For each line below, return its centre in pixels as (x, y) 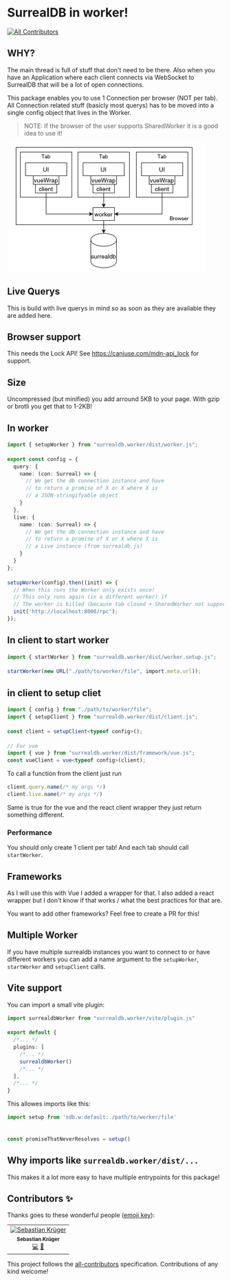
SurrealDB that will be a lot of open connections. (76, 85)
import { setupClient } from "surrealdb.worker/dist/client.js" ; (102, 717)
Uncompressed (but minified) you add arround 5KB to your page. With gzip (113, 399)
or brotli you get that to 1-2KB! (50, 407)
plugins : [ (29, 1047)
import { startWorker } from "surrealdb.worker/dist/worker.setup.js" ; (112, 657)
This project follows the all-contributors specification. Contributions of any (113, 1264)
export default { (32, 1033)
